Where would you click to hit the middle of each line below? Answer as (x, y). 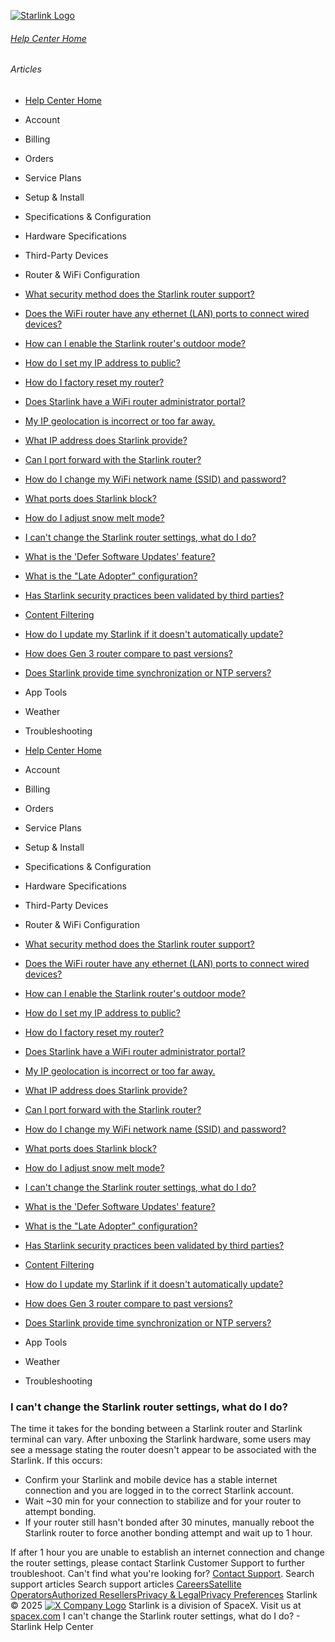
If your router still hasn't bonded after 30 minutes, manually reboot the (169, 1522)
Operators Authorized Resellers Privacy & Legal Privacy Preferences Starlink (164, 1595)
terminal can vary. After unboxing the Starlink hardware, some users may (161, 1439)
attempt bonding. (60, 1512)
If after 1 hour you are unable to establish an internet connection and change (167, 1552)
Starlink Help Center (52, 1627)
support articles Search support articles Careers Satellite (126, 1584)
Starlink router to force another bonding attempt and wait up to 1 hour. (168, 1533)
